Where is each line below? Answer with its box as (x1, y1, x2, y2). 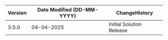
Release (108, 27, 127, 34)
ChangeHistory (115, 9, 153, 16)
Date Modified (37, 6, 72, 13)
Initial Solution (108, 21, 142, 28)
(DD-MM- (72, 6, 98, 13)
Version (7, 9, 27, 16)
